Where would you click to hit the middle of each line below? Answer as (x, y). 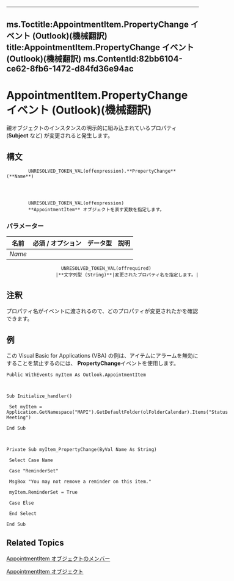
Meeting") (19, 418)
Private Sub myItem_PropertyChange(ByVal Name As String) (82, 450)
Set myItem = (26, 407)
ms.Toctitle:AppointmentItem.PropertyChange (98, 25)
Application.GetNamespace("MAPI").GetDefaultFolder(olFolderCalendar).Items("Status (117, 413)
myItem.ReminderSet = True (43, 493)
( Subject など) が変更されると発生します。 (60, 135)
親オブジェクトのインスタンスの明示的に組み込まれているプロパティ (92, 128)
